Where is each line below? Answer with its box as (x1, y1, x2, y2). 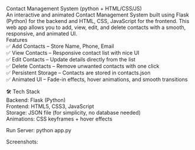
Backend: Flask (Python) (6, 97, 66, 103)
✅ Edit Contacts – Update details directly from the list (6, 56, 136, 63)
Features (6, 37, 28, 43)
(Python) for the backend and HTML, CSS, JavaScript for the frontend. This (6, 18, 190, 24)
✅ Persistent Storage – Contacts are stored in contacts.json (6, 69, 151, 76)
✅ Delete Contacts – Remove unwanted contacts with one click (6, 63, 160, 70)
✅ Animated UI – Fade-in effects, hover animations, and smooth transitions (6, 76, 188, 83)
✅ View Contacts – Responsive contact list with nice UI (6, 50, 140, 56)
